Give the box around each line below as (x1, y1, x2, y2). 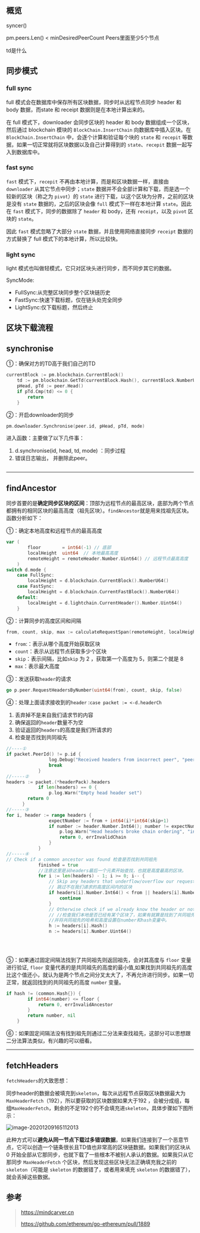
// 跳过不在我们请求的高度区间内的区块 (48, 884, 133, 890)
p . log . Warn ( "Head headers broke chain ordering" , (59, 829, 185, 835)
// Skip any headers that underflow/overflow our (48, 879, 174, 885)
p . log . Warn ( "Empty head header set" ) (48, 790, 143, 796)
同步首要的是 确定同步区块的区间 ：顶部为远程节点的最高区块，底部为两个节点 (6, 500, 194, 507)
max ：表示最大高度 (14, 663, 60, 670)
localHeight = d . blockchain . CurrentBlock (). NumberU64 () (27, 578, 169, 584)
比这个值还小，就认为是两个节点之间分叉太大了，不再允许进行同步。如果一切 (6, 971, 194, 978)
